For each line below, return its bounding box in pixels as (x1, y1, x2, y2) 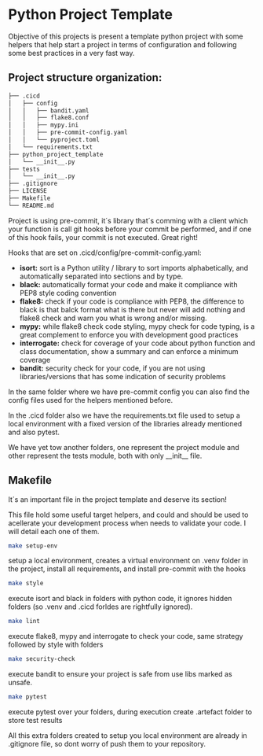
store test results (8, 715, 63, 725)
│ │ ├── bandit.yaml (8, 106, 89, 115)
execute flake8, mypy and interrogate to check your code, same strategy (8, 632, 243, 641)
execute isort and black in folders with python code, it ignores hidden (8, 594, 232, 603)
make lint (8, 618, 41, 625)
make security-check (8, 655, 76, 663)
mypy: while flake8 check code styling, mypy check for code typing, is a (19, 321, 255, 331)
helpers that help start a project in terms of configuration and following (8, 39, 237, 49)
